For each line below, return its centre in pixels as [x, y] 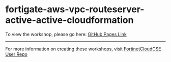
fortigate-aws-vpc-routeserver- [75, 9]
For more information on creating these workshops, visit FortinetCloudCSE [83, 49]
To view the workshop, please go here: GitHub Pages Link [66, 34]
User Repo [17, 54]
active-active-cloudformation [69, 20]
